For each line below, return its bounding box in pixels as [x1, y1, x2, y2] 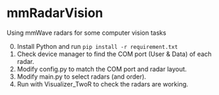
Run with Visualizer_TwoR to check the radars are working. [16, 79, 189, 88]
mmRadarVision [6, 5, 103, 21]
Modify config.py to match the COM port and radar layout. [16, 65, 187, 73]
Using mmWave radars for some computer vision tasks [6, 28, 167, 37]
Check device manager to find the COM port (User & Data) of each [16, 50, 212, 58]
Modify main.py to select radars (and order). [16, 72, 147, 81]
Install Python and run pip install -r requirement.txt [16, 42, 179, 50]
